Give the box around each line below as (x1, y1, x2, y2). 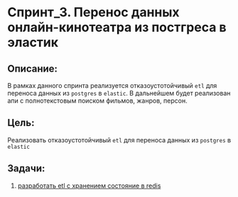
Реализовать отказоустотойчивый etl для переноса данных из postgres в (7, 135, 232, 144)
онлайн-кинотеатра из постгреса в (7, 19, 227, 35)
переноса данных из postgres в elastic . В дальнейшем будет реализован (7, 89, 231, 97)
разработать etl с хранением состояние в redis (17, 181, 161, 190)
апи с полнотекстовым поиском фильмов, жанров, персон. (7, 96, 188, 105)
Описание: (7, 62, 58, 74)
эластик (7, 35, 59, 50)
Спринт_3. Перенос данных (7, 4, 180, 21)
